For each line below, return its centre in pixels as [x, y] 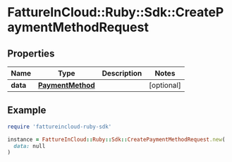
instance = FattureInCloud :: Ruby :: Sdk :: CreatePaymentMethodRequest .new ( [116, 139]
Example [27, 110]
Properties [31, 53]
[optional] [165, 85]
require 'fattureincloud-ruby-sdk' [60, 127]
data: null [30, 146]
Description [122, 73]
